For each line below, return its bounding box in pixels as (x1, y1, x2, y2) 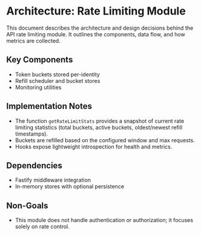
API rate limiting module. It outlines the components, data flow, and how (6, 30, 186, 38)
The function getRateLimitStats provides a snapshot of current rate (15, 117, 185, 125)
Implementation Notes (6, 101, 93, 111)
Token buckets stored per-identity (15, 71, 100, 78)
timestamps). (15, 130, 48, 137)
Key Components (6, 54, 73, 65)
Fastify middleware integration (15, 177, 91, 184)
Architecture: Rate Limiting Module (6, 4, 186, 18)
